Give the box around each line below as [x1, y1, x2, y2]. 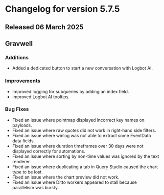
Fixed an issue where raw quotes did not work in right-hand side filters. [12, 127, 157, 133]
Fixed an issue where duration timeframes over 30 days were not [12, 143, 143, 149]
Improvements [5, 77, 41, 84]
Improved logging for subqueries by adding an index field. [12, 88, 129, 94]
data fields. [12, 138, 35, 144]
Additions [5, 54, 29, 61]
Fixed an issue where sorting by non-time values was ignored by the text [12, 153, 159, 159]
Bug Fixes [5, 106, 29, 113]
